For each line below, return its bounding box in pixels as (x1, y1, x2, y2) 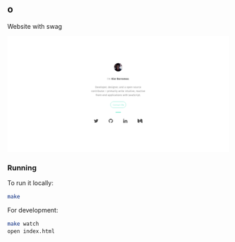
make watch (7, 220, 39, 227)
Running (7, 163, 37, 173)
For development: (7, 206, 58, 214)
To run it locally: (7, 178, 54, 187)
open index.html (7, 227, 55, 235)
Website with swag (7, 22, 63, 30)
